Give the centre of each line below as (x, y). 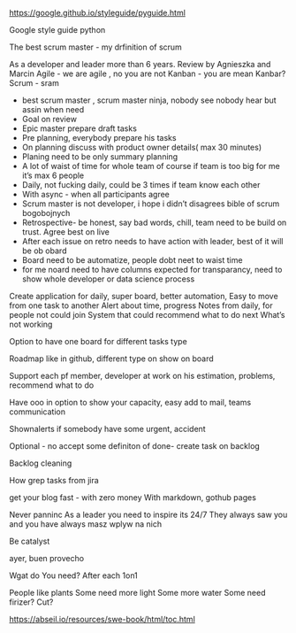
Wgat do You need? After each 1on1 (74, 575)
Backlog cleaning (41, 463)
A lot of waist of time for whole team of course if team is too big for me (151, 166)
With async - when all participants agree (96, 194)
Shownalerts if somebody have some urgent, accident (107, 429)
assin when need (53, 109)
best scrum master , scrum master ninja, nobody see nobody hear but (149, 100)
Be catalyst (30, 541)
